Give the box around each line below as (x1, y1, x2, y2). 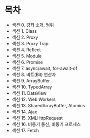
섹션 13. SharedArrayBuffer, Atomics (11, 102, 85, 108)
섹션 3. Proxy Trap (11, 40, 49, 46)
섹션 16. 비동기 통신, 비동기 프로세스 (11, 121, 81, 127)
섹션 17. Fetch (11, 127, 39, 133)
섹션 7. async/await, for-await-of (11, 65, 78, 71)
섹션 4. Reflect (11, 47, 41, 53)
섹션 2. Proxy (11, 34, 38, 40)
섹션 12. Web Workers (11, 96, 56, 102)
